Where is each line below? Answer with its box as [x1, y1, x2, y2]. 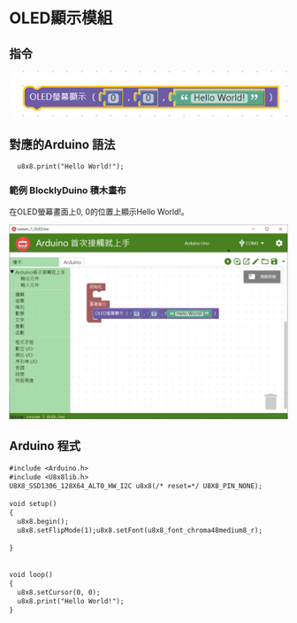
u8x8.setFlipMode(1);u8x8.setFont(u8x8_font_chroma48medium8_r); [17, 526, 263, 534]
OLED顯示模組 [9, 8, 113, 28]
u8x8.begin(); [17, 517, 69, 526]
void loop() [9, 570, 53, 579]
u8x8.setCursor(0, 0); [17, 588, 101, 596]
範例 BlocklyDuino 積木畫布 [9, 184, 126, 197]
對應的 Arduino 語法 [9, 136, 116, 152]
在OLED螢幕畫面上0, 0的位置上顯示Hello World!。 [9, 206, 190, 217]
